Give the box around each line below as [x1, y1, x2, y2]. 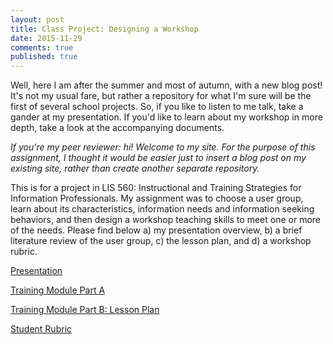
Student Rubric [10, 323, 73, 335]
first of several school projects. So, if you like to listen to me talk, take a [10, 101, 304, 113]
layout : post [10, 14, 65, 25]
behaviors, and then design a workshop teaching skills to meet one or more [10, 214, 322, 226]
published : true [10, 52, 78, 62]
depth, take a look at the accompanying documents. [10, 122, 225, 134]
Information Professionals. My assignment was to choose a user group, [10, 192, 304, 205]
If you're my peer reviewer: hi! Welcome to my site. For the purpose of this [10, 141, 316, 153]
